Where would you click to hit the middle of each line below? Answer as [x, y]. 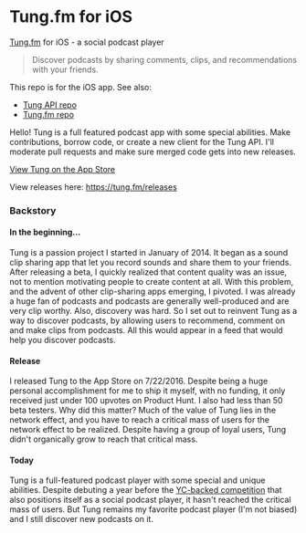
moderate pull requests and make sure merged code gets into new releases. [153, 152]
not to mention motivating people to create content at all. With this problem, [152, 282]
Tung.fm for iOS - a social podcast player [87, 42]
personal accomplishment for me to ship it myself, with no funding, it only [148, 391]
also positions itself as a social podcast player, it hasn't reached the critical [150, 500]
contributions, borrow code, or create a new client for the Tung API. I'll [142, 141]
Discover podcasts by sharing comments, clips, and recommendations [164, 59]
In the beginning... [45, 232]
